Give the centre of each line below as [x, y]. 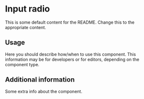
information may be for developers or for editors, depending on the [72, 59]
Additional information [40, 80]
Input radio [27, 9]
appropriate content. [26, 27]
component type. [22, 64]
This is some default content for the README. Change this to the [70, 22]
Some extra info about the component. [44, 91]
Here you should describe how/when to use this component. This [71, 54]
